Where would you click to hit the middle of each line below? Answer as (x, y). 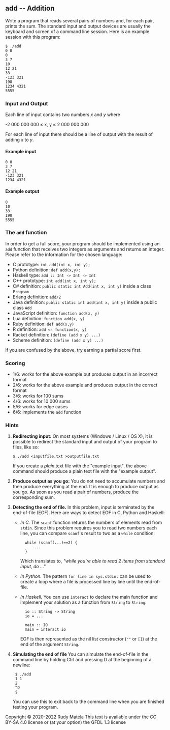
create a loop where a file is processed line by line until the (82, 582)
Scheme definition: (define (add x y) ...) (58, 340)
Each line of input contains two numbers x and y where (63, 115)
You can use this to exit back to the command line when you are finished (89, 701)
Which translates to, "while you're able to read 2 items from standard (93, 561)
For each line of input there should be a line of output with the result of (79, 134)
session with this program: (33, 37)
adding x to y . (20, 140)
